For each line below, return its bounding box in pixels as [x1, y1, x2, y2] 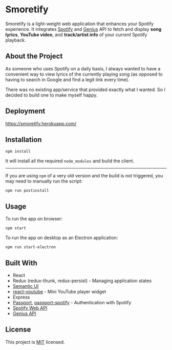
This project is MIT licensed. [5, 339, 65, 345]
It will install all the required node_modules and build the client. [5, 158, 135, 164]
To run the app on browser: [5, 216, 63, 222]
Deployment [5, 107, 46, 116]
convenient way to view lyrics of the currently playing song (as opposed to [5, 71, 163, 77]
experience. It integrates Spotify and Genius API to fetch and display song [5, 26, 162, 32]
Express [12, 294, 30, 300]
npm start [5, 226, 27, 231]
